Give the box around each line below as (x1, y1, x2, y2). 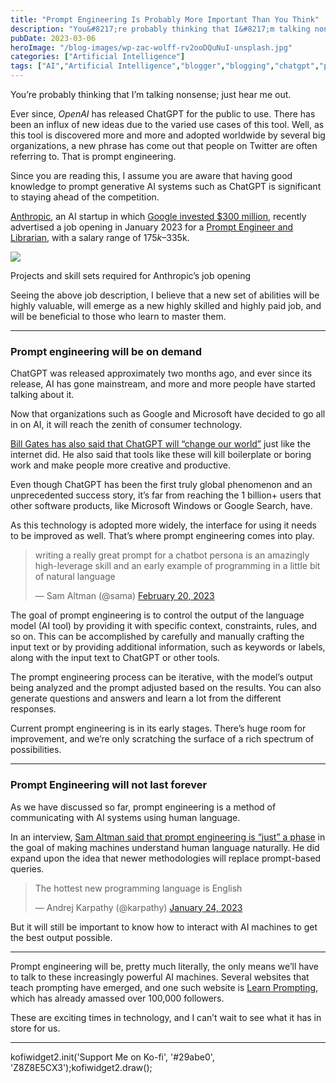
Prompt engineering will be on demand (10, 344, 203, 358)
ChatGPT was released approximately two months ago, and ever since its (10, 367, 313, 380)
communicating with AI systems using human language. (10, 811, 241, 823)
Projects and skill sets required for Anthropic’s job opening (10, 270, 252, 281)
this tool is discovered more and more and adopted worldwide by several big (10, 129, 326, 141)
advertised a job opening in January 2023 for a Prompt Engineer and (10, 221, 294, 233)
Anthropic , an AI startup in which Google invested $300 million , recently (10, 211, 307, 222)
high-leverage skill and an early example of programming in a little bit (34, 560, 321, 572)
